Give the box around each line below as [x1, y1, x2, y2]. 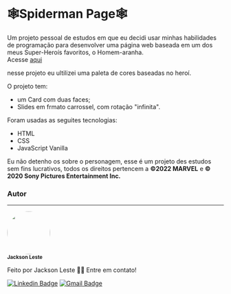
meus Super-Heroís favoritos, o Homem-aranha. [7, 48, 144, 56]
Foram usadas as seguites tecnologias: [7, 115, 118, 124]
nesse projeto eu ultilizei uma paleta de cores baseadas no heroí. [7, 69, 191, 77]
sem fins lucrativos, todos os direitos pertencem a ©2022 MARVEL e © [7, 164, 211, 172]
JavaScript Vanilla [16, 144, 69, 152]
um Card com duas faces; [16, 95, 91, 104]
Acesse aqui [7, 55, 43, 63]
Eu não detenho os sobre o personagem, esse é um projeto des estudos [7, 157, 212, 166]
